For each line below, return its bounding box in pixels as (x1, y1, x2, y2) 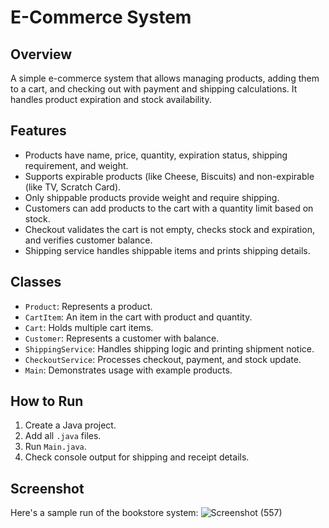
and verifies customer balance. (24, 234, 153, 246)
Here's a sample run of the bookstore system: (10, 507, 199, 519)
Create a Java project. (24, 419, 117, 431)
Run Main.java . (24, 441, 87, 453)
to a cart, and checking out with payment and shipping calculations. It (10, 83, 298, 95)
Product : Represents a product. (24, 300, 153, 312)
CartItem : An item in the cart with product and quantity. (24, 311, 253, 323)
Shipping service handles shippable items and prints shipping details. (24, 244, 311, 256)
